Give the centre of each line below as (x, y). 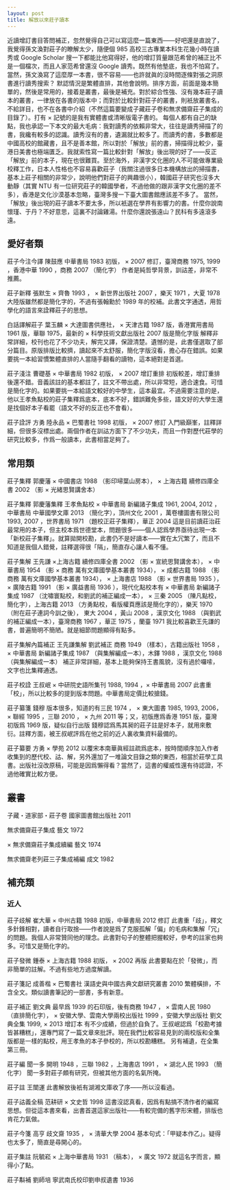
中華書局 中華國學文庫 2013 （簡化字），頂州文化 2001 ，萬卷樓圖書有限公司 (114, 513)
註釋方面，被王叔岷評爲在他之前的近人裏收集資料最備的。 (100, 734)
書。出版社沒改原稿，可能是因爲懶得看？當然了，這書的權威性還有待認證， (112, 765)
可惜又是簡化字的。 (46, 945)
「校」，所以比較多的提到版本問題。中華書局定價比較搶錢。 (90, 693)
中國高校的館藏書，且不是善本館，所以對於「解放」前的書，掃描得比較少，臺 (115, 143)
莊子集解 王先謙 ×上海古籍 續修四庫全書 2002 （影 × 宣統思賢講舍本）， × (110, 562)
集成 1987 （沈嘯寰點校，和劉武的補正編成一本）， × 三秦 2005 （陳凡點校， (114, 596)
